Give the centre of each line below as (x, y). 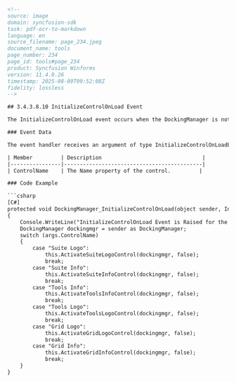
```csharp (22, 196)
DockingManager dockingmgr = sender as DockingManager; (104, 229)
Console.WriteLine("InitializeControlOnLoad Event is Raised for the (124, 222)
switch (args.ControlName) (59, 235)
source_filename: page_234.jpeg (54, 42)
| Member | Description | (106, 157)
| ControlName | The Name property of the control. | (105, 171)
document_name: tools (39, 48)
